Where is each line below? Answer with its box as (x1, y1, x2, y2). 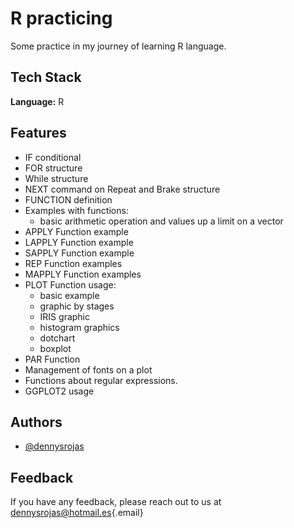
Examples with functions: (24, 204, 129, 216)
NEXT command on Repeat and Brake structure (24, 183, 221, 195)
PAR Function (24, 353, 81, 365)
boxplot (39, 342, 72, 354)
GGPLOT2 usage (24, 385, 95, 397)
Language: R (10, 95, 65, 107)
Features (10, 125, 67, 142)
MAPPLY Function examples (24, 268, 142, 280)
